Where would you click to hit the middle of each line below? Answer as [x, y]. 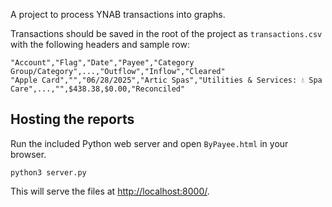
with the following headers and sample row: [100, 44]
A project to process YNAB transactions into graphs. [118, 14]
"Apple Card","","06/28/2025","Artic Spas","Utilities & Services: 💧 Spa [166, 80]
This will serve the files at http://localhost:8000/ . [110, 191]
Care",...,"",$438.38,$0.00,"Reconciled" [98, 89]
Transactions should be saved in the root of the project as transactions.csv [166, 33]
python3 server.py [48, 172]
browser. [28, 154]
